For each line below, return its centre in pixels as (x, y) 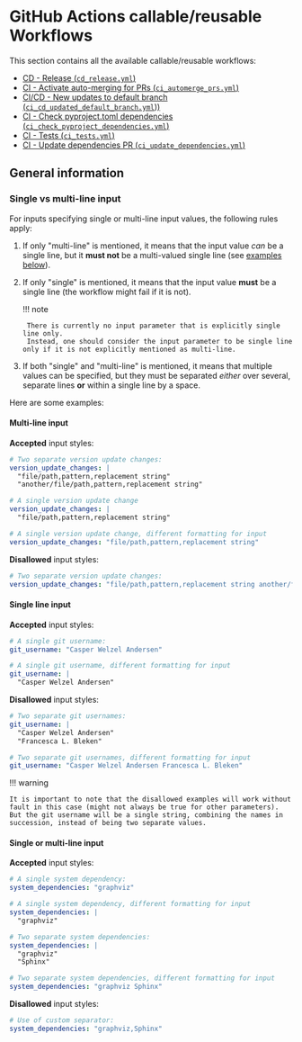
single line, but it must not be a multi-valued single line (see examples (152, 255)
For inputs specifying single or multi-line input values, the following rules (144, 219)
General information (67, 173)
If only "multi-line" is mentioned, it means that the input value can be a (153, 246)
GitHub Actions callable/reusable (136, 17)
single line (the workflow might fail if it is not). (107, 292)
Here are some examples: (57, 402)
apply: (21, 228)
